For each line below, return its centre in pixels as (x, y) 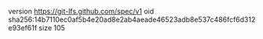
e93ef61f (23, 28)
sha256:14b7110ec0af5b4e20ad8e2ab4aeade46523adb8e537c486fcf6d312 (132, 19)
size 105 (52, 28)
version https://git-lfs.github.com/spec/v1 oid (81, 11)
